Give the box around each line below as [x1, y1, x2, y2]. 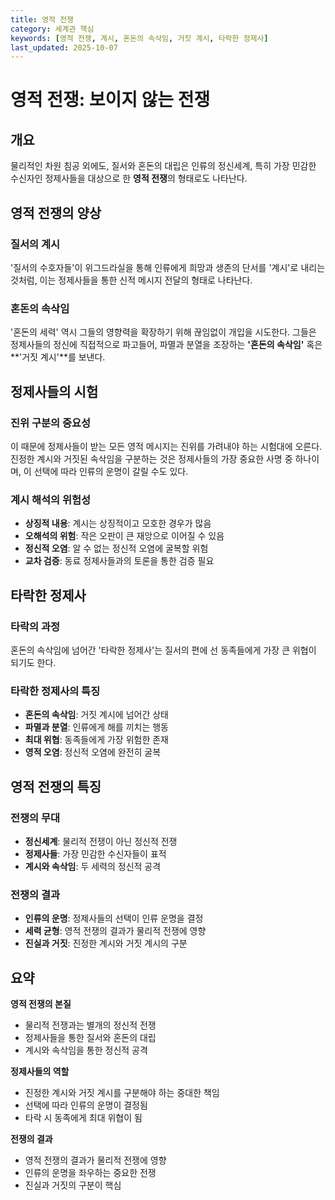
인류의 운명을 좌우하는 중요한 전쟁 [24, 1167, 157, 1178]
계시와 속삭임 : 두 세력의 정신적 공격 [24, 860, 162, 872]
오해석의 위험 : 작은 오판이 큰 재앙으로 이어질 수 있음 [24, 530, 225, 542]
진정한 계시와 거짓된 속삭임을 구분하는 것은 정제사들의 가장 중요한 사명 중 [10, 452, 293, 465]
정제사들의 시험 [10, 383, 99, 400]
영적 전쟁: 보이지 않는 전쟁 [10, 89, 211, 111]
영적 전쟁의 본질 [10, 998, 72, 1010]
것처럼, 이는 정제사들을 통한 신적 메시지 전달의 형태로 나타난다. [10, 274, 253, 286]
